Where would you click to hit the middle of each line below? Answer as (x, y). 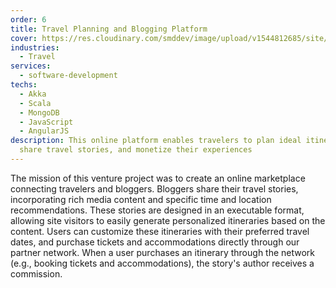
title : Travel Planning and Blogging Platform (109, 29)
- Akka (33, 94)
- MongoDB (39, 112)
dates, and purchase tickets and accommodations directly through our (155, 242)
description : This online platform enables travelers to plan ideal (156, 141)
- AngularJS (44, 131)
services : (31, 66)
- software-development (68, 76)
